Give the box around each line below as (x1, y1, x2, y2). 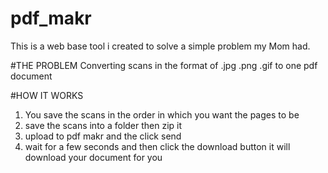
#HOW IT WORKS (10, 89, 84, 101)
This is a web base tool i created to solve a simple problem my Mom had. (10, 40, 311, 52)
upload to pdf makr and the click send (24, 130, 182, 142)
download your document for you (24, 151, 163, 163)
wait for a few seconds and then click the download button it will (24, 140, 291, 152)
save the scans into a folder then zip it (24, 119, 183, 131)
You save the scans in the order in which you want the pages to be (24, 108, 300, 121)
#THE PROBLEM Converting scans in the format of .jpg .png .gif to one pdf (10, 59, 318, 71)
